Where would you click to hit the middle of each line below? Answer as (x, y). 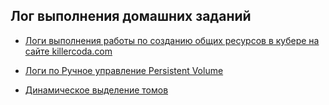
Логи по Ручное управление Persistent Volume (124, 70)
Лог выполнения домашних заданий (131, 16)
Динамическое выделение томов (96, 90)
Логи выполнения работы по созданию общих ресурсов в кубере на (172, 40)
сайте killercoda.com (68, 51)
